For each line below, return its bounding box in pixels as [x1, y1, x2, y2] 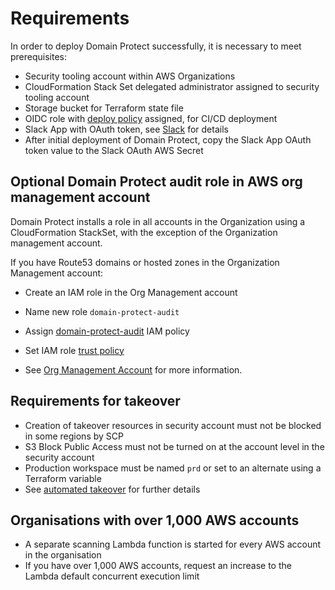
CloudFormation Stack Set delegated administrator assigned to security [24, 80, 320, 92]
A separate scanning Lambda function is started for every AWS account [24, 538, 322, 551]
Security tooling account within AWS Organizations [24, 70, 236, 82]
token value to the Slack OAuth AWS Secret [24, 144, 204, 156]
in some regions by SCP [24, 430, 124, 442]
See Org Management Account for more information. [24, 363, 243, 376]
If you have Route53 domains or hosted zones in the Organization [10, 256, 280, 268]
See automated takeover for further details [24, 483, 201, 495]
